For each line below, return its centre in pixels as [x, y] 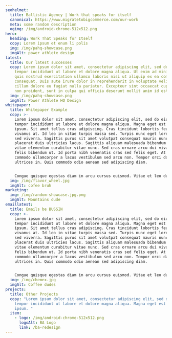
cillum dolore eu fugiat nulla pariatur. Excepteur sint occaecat [87, 86]
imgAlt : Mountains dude [35, 200]
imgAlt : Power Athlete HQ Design [46, 100]
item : [16, 313]
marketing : [17, 190]
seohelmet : [17, 10]
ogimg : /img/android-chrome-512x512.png [53, 29]
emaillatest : [19, 205]
